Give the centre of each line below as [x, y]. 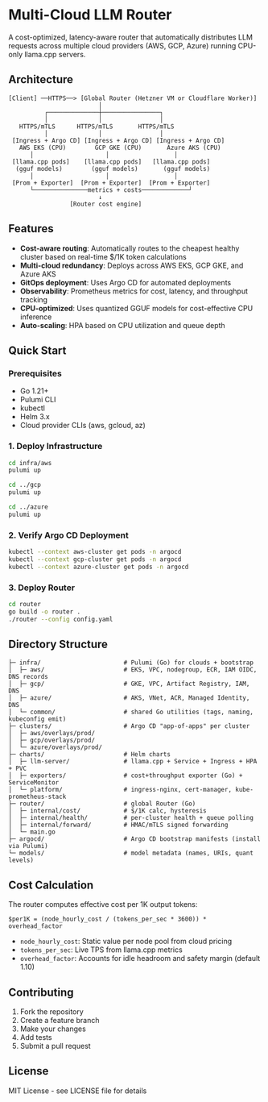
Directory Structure [58, 645]
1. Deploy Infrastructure [56, 447]
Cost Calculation [51, 885]
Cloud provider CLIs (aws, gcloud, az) [83, 426]
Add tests [36, 1038]
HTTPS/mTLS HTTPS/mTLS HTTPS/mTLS [97, 127]
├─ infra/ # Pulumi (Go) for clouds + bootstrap [131, 663]
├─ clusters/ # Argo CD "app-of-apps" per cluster [129, 726]
